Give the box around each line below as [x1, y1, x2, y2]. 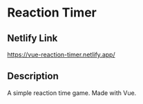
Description [7, 70, 59, 82]
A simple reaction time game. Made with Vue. [7, 88, 137, 97]
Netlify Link [7, 32, 58, 44]
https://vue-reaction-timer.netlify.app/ [7, 50, 115, 59]
